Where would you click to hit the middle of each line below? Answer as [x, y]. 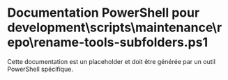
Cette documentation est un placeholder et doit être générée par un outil [112, 61]
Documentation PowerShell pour [104, 13]
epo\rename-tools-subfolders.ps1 [108, 42]
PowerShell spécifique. [40, 69]
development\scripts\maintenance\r [115, 27]
